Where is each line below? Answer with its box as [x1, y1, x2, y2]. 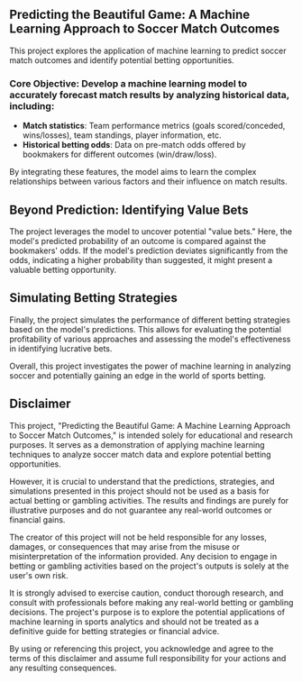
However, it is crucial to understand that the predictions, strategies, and [9, 476, 275, 486]
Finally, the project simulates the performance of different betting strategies [9, 314, 291, 325]
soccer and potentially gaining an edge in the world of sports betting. [9, 369, 266, 381]
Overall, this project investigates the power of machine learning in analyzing [9, 360, 291, 371]
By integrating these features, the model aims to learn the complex [9, 167, 257, 177]
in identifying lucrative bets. [9, 342, 113, 354]
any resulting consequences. [9, 662, 117, 673]
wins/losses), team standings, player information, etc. [22, 130, 222, 141]
